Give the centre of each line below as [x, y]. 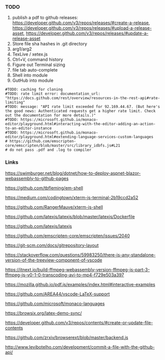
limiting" [15, 103]
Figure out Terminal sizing [39, 65]
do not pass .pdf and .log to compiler [51, 150]
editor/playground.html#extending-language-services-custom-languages [79, 137]
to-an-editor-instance [28, 128]
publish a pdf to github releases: [45, 18]
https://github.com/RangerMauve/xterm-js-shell [54, 207]
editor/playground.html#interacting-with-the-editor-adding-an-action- [80, 124]
